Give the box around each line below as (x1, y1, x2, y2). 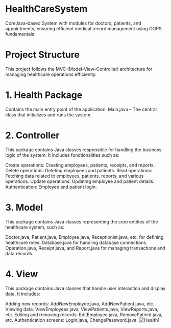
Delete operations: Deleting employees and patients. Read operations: (5, 167, 153, 173)
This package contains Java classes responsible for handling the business (5, 147, 162, 153)
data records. (5, 250, 34, 256)
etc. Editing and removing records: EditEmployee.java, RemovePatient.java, (5, 311, 163, 318)
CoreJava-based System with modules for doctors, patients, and (5, 20, 141, 26)
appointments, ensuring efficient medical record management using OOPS (5, 25, 162, 31)
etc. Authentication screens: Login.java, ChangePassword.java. (5, 317, 138, 323)
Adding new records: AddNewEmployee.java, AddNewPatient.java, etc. (5, 300, 155, 306)
